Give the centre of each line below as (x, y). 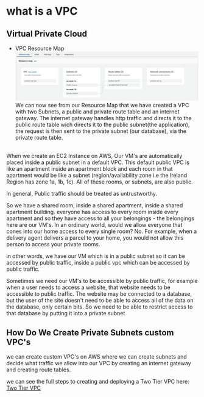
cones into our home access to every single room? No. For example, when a (102, 231)
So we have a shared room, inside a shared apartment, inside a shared (95, 206)
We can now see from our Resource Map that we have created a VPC (102, 106)
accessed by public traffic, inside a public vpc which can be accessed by (98, 263)
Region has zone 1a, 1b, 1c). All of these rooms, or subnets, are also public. (100, 182)
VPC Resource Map (40, 48)
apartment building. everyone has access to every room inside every (92, 212)
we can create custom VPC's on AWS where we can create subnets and (97, 357)
